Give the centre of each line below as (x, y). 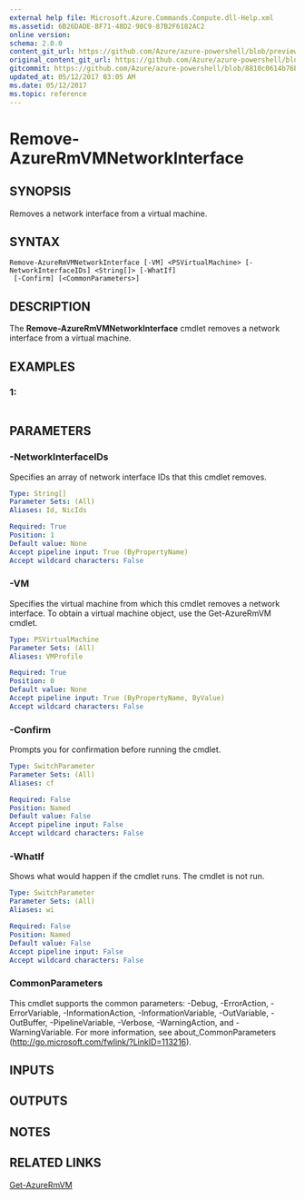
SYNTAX (35, 242)
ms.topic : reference (49, 94)
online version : (40, 35)
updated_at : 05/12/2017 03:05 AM (73, 77)
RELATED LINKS (55, 1163)
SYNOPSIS (40, 192)
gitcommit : (30, 69)
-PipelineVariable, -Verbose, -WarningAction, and (142, 1022)
